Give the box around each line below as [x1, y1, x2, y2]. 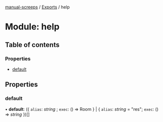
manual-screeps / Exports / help [5, 4, 70, 10]
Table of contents [5, 41, 60, 49]
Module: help [5, 21, 60, 32]
